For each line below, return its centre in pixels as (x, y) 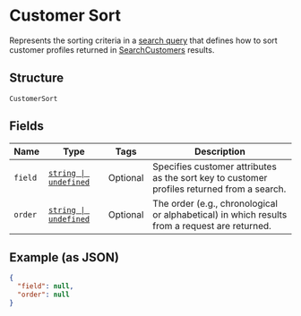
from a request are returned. (211, 226)
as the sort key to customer (210, 177)
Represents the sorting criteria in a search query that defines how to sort (143, 40)
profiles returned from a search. (219, 189)
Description (220, 151)
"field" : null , (46, 286)
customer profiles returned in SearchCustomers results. (112, 49)
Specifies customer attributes (215, 167)
